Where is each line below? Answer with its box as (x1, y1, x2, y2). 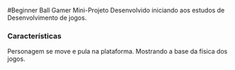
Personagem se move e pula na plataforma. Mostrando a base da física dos (7, 47, 228, 56)
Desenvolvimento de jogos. (7, 13, 87, 22)
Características (7, 31, 62, 41)
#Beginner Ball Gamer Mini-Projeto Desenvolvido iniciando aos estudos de (7, 6, 225, 14)
